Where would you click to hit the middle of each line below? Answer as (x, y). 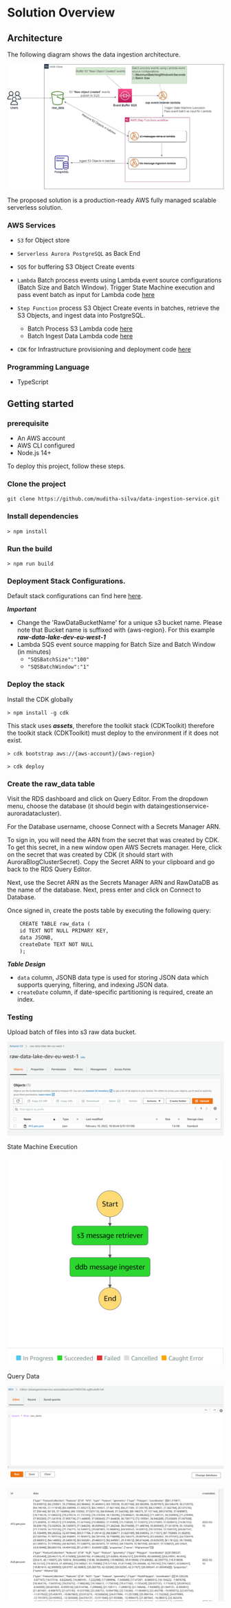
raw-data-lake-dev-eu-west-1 (62, 637)
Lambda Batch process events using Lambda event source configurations (119, 280)
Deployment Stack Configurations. (66, 581)
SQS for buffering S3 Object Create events (76, 267)
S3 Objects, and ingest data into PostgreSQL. (81, 316)
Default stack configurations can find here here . (75, 596)
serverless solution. (35, 207)
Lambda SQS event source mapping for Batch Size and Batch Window (116, 645)
